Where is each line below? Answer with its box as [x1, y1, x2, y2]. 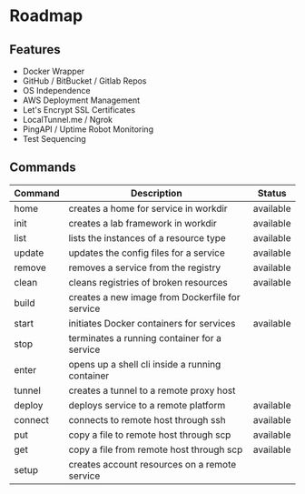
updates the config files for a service [68, 247, 225, 259]
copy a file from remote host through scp [68, 443, 243, 456]
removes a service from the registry [68, 261, 221, 274]
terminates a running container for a [68, 331, 222, 344]
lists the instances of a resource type [68, 231, 227, 244]
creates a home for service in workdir [68, 202, 229, 215]
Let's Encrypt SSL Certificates [22, 105, 136, 115]
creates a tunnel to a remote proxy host [68, 384, 236, 397]
